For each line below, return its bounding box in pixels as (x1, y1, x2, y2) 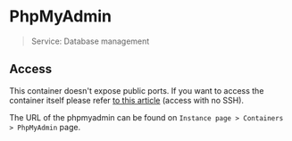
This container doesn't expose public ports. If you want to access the (9, 85, 264, 95)
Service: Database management (30, 36, 150, 46)
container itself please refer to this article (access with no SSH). (9, 95, 244, 105)
